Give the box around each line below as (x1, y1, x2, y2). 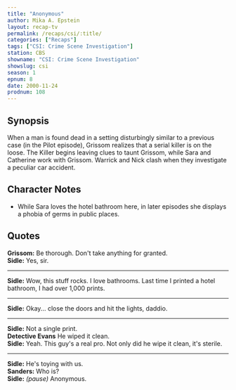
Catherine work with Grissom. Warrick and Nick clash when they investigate (7, 155, 227, 164)
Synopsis (7, 115, 49, 126)
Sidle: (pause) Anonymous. (7, 374, 87, 383)
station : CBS (7, 50, 46, 57)
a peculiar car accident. (7, 163, 76, 171)
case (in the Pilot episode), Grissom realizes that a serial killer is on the (7, 141, 212, 149)
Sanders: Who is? (7, 367, 60, 375)
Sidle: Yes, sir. (7, 256, 49, 264)
